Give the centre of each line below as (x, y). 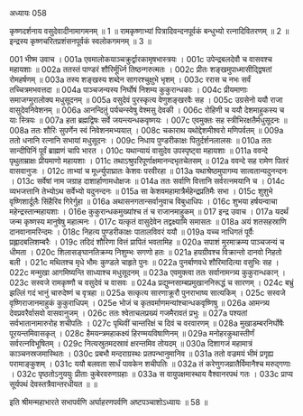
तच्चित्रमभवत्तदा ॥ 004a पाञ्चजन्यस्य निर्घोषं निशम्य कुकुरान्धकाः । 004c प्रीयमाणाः (129, 90)
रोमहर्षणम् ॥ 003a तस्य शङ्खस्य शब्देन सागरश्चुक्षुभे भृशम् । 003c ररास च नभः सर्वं (130, 79)
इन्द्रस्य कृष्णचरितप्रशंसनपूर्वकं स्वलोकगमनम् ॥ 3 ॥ (80, 41)
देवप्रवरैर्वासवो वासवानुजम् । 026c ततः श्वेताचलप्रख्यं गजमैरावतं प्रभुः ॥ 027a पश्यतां (129, 313)
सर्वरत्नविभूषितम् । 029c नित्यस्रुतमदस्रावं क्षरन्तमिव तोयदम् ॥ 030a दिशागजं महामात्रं (131, 343)
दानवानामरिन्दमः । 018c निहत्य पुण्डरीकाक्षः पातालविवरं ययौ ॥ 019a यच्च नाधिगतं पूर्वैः (132, 232)
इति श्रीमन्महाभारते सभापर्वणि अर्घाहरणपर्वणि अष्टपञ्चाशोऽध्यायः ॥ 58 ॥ (109, 402)
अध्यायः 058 (28, 13)
